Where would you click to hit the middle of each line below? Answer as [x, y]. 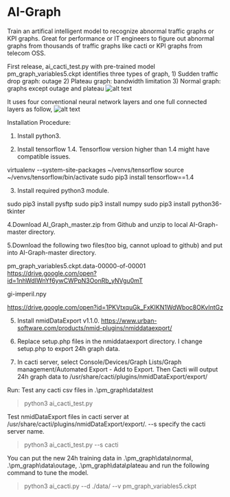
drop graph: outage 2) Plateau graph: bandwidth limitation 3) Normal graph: [114, 81]
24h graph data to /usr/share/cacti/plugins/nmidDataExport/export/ [112, 376]
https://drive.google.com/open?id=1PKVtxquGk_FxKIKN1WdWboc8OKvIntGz [115, 307]
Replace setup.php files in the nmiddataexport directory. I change [110, 341]
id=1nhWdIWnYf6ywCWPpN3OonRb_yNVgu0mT [75, 281]
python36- [207, 203]
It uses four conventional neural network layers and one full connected [107, 101]
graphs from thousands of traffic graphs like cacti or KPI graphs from [105, 45]
